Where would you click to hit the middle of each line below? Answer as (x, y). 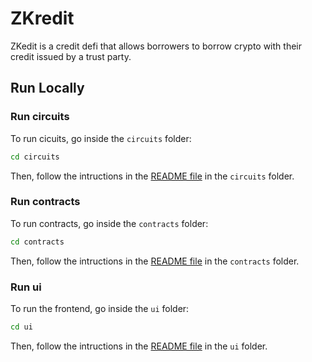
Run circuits (40, 117)
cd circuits (35, 157)
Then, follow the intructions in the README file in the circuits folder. (152, 176)
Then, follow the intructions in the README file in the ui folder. (139, 346)
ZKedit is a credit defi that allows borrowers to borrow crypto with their (156, 46)
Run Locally (47, 88)
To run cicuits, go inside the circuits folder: (101, 138)
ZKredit (42, 18)
